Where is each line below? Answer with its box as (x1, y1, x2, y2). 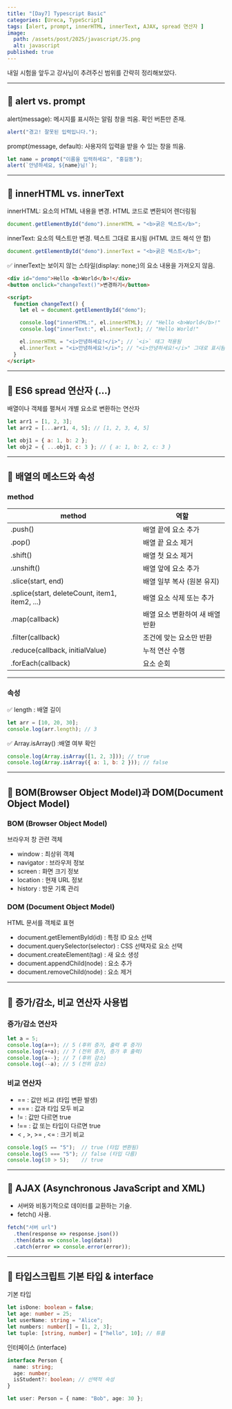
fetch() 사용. (17, 1211, 52, 1219)
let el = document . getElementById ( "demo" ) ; (19, 307, 147, 314)
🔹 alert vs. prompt (7, 95, 86, 107)
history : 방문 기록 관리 (17, 884, 79, 893)
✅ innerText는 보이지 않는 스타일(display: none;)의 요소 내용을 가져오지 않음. (7, 261, 215, 270)
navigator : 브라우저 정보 (17, 858, 85, 866)
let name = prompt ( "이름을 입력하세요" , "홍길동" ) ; (7, 156, 143, 162)
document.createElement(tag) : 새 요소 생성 (17, 951, 139, 959)
